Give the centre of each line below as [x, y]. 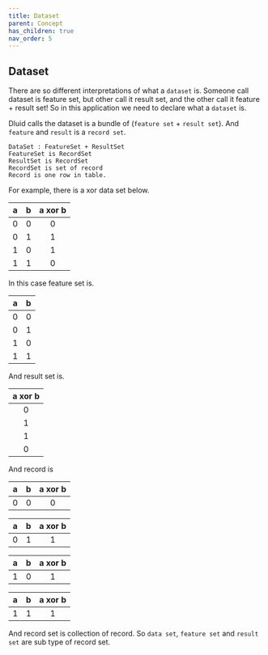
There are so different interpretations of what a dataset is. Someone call [129, 91]
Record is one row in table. [57, 175]
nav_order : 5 [30, 38]
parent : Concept [36, 23]
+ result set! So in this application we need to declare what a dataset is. [128, 108]
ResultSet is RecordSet [49, 161]
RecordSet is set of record [56, 168]
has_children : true [41, 31]
